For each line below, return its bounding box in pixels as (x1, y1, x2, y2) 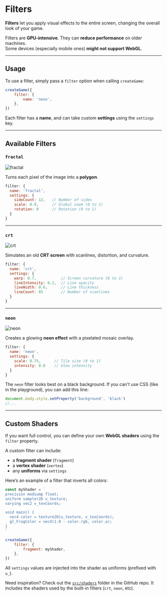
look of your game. (5, 25, 44, 31)
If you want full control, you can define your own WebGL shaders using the (5, 432, 160, 439)
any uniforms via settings (12, 468, 67, 474)
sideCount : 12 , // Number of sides (14, 198, 92, 203)
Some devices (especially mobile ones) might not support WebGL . (5, 45, 143, 51)
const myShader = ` (5, 487, 46, 492)
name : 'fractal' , (9, 188, 46, 193)
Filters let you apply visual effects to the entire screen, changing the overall (5, 20, 160, 26)
